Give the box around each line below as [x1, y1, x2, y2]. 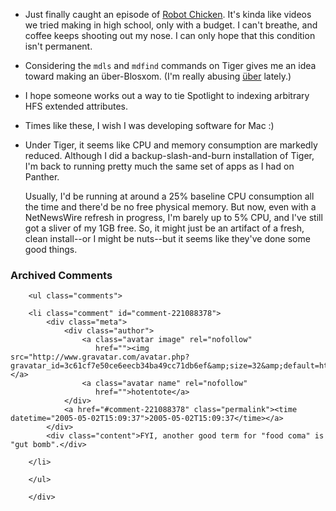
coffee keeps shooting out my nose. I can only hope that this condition [24, 30, 316, 41]
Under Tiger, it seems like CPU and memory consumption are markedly [24, 139, 318, 151]
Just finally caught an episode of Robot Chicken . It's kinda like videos [24, 9, 312, 20]
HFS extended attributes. [24, 100, 128, 112]
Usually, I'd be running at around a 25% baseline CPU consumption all [24, 190, 315, 202]
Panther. [24, 171, 60, 183]
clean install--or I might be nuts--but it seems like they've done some [24, 233, 311, 244]
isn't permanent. [24, 40, 93, 52]
